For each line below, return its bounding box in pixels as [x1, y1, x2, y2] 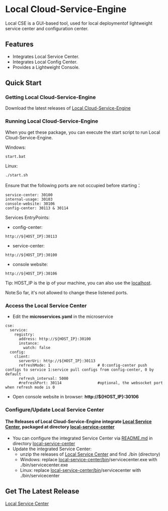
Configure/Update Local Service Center [5, 406, 104, 413]
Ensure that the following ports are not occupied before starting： [5, 182, 142, 188]
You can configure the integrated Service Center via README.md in [12, 435, 153, 441]
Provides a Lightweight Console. [12, 64, 80, 70]
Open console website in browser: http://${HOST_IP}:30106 [12, 393, 139, 399]
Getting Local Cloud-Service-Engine [5, 94, 96, 101]
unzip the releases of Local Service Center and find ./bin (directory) [20, 451, 160, 457]
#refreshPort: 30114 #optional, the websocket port [18, 380, 163, 385]
